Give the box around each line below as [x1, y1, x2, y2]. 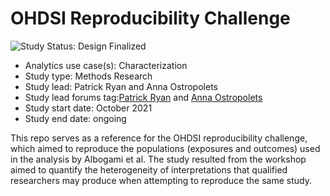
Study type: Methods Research [24, 70, 153, 82]
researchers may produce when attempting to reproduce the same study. [10, 174, 312, 186]
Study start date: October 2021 [24, 102, 153, 114]
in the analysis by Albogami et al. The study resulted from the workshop [10, 153, 307, 165]
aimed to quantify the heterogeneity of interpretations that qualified [10, 163, 288, 176]
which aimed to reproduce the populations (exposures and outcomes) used [10, 142, 321, 154]
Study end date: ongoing [24, 112, 127, 124]
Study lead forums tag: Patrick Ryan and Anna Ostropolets [24, 91, 263, 103]
